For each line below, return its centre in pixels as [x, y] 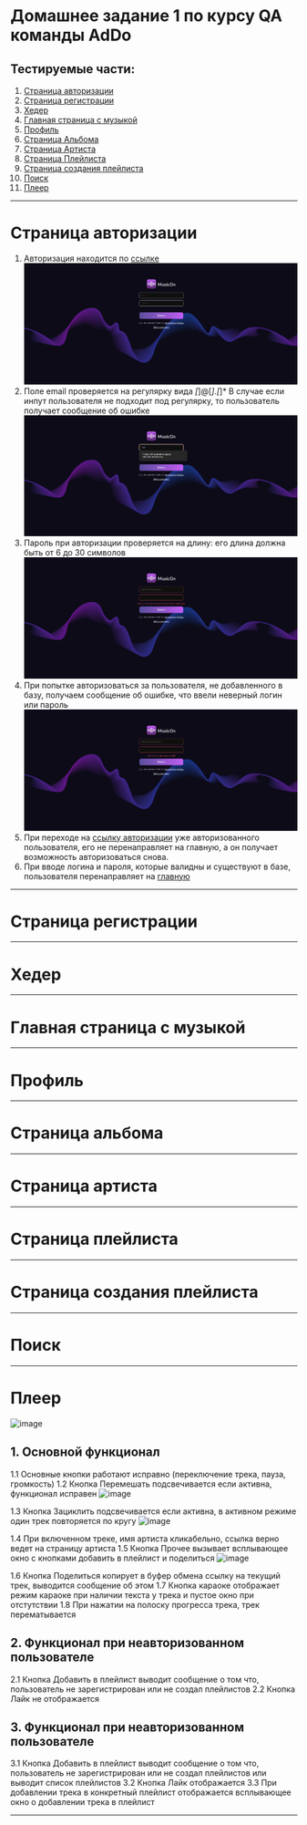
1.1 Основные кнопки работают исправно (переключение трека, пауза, [148, 1474]
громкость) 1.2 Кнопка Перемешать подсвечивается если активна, [141, 1484]
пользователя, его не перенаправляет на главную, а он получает [151, 847]
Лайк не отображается [55, 1698]
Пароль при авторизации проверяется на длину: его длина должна [154, 543]
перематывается [43, 1614]
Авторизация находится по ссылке [92, 258]
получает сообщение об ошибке [87, 410]
